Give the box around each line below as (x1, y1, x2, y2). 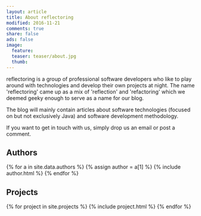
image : (6, 42, 23, 48)
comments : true (6, 25, 44, 32)
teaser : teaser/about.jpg (11, 53, 77, 59)
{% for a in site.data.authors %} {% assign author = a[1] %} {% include (6, 163, 181, 171)
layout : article (6, 8, 47, 15)
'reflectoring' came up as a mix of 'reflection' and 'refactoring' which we (6, 88, 185, 95)
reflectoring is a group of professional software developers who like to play (6, 75, 192, 83)
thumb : (11, 59, 28, 65)
